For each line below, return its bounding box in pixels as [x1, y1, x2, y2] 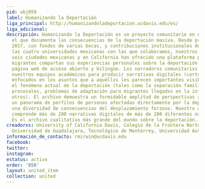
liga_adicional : [6, 26, 48, 32]
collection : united [6, 173, 56, 180]
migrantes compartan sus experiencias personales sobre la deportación [12, 60, 198, 66]
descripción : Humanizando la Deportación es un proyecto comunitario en [6, 32, 195, 38]
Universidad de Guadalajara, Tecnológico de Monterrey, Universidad [12, 128, 190, 134]
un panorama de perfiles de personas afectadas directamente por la [12, 99, 190, 105]
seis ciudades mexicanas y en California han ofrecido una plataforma [12, 54, 195, 60]
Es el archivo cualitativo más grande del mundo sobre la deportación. [12, 116, 198, 123]
